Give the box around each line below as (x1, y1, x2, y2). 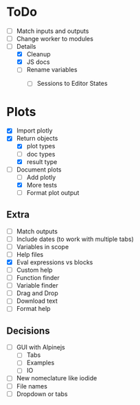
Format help (16, 305, 51, 313)
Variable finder (16, 281, 59, 290)
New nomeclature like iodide (16, 374, 97, 382)
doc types (26, 150, 56, 158)
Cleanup (26, 50, 51, 58)
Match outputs (16, 227, 58, 235)
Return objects (16, 135, 58, 143)
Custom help (16, 266, 53, 274)
